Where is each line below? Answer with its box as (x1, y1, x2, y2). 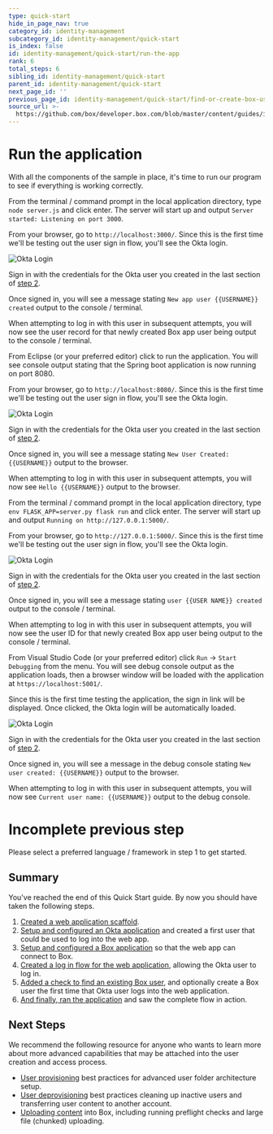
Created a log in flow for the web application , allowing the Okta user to (19, 960, 257, 970)
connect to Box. (19, 951, 74, 961)
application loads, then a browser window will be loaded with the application (8, 670, 264, 680)
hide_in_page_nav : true (8, 20, 89, 28)
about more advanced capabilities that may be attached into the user (8, 1048, 240, 1058)
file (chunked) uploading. (19, 1115, 105, 1126)
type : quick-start (8, 11, 71, 20)
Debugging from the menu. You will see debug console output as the (8, 661, 235, 671)
